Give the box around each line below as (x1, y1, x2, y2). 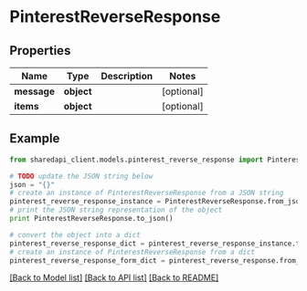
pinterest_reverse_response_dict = (9, 239, 145, 248)
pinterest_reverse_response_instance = (9, 197, 162, 206)
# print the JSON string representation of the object (9, 205, 223, 215)
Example (9, 130, 60, 147)
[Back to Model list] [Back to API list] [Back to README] (9, 272, 219, 284)
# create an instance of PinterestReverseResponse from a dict (9, 247, 256, 256)
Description (101, 70, 153, 82)
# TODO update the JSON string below (9, 171, 153, 181)
